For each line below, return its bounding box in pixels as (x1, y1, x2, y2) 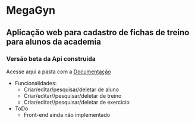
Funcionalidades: (14, 79, 57, 86)
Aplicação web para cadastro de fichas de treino (6, 27, 190, 38)
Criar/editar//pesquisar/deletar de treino (23, 92, 122, 99)
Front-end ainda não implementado (23, 111, 111, 118)
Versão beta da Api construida (6, 54, 96, 63)
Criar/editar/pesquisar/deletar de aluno (23, 86, 119, 93)
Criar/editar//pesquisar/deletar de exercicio (23, 98, 130, 106)
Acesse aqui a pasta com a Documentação (6, 68, 111, 75)
